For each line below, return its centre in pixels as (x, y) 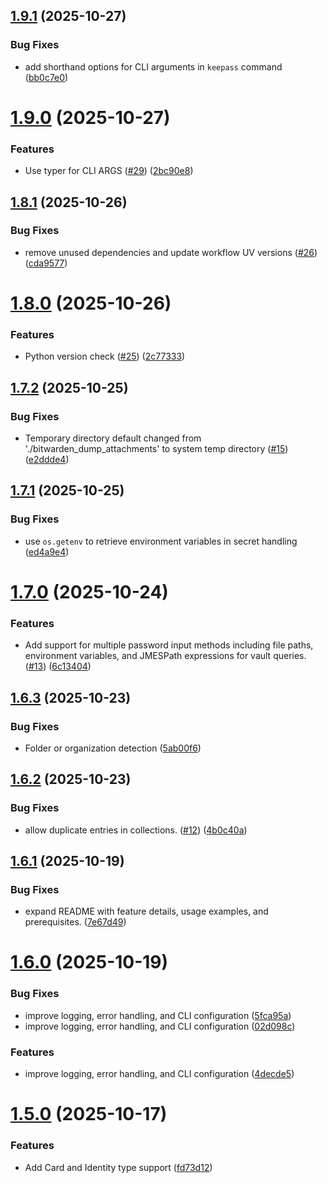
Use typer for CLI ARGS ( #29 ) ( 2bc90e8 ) (109, 171)
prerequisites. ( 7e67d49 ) (75, 922)
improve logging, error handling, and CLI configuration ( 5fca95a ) (158, 1015)
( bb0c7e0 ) (46, 77)
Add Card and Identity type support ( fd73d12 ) (118, 1167)
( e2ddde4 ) (47, 460)
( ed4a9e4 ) (47, 551)
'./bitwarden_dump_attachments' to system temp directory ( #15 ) (156, 449)
